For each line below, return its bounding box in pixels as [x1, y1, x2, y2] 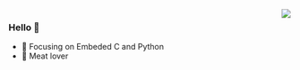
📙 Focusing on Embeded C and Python [21, 42, 165, 52]
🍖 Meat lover [21, 51, 69, 61]
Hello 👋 [8, 21, 40, 34]
